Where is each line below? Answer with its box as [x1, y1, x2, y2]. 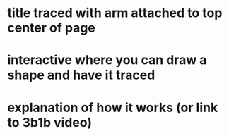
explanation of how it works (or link [7, 99, 218, 116]
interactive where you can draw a [7, 52, 207, 68]
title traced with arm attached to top [7, 5, 223, 21]
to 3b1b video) [7, 114, 92, 130]
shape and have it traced [7, 67, 155, 83]
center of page [7, 20, 95, 36]
